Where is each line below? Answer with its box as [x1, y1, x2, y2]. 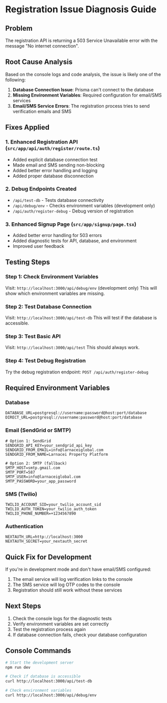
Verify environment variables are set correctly [12, 621, 109, 627]
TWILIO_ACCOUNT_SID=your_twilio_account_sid [5, 502, 101, 507]
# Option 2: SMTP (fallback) [5, 461, 67, 466]
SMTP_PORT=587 [5, 470, 36, 475]
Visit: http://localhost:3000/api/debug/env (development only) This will [5, 285, 157, 291]
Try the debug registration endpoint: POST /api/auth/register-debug [5, 369, 149, 375]
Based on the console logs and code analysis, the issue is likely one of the [5, 71, 161, 77]
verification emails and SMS [12, 108, 72, 114]
